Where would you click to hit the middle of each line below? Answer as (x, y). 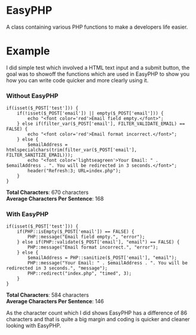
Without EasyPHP (32, 96)
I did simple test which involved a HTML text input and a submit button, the (98, 67)
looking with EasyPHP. (34, 325)
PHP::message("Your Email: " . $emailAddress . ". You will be (108, 263)
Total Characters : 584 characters (48, 295)
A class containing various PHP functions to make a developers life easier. (97, 27)
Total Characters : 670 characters (47, 192)
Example (28, 51)
